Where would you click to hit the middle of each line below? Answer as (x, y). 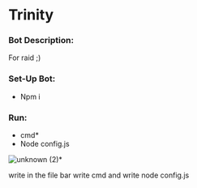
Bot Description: (41, 41)
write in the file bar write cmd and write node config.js (99, 175)
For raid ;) (25, 58)
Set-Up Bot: (32, 79)
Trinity (31, 15)
